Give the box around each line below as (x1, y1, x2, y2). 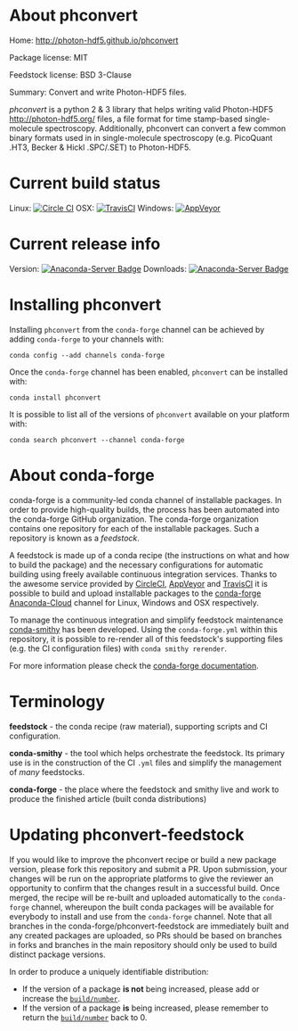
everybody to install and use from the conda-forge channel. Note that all (9, 911, 272, 921)
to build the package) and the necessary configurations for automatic (9, 559, 264, 570)
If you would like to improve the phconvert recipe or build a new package (9, 854, 278, 865)
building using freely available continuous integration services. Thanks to (9, 568, 278, 580)
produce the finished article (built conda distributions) (9, 793, 207, 804)
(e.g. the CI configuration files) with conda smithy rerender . (9, 643, 227, 654)
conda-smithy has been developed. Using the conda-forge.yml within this (9, 623, 278, 634)
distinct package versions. (9, 949, 106, 960)
